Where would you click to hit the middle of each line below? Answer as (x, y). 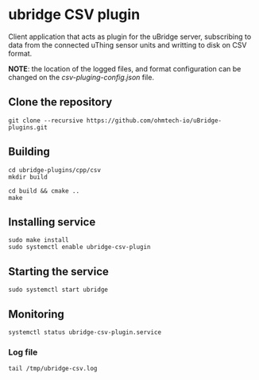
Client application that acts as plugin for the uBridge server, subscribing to (130, 36)
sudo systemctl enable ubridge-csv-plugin (79, 248)
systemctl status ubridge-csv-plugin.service (85, 332)
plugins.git (28, 127)
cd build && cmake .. (44, 191)
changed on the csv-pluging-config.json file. (81, 77)
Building (29, 152)
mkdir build (28, 177)
